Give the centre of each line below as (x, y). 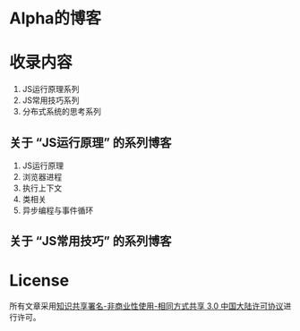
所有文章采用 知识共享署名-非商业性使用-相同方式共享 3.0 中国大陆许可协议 (146, 306)
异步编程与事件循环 (58, 210)
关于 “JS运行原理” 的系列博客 (90, 143)
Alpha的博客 (55, 18)
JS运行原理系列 (51, 89)
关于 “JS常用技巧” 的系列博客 (90, 241)
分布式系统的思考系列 (61, 112)
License (39, 280)
